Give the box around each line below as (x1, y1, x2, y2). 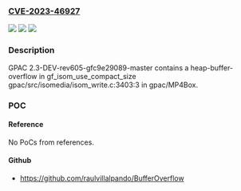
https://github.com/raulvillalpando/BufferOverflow (19, 173, 185, 183)
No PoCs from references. (8, 137, 94, 147)
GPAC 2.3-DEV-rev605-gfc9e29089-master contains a (8, 62, 189, 73)
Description (8, 45, 55, 56)
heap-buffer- (190, 62, 234, 73)
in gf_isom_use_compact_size (38, 71, 137, 81)
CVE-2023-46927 (8, 6, 81, 17)
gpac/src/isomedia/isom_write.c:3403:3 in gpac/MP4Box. (8, 80, 199, 90)
